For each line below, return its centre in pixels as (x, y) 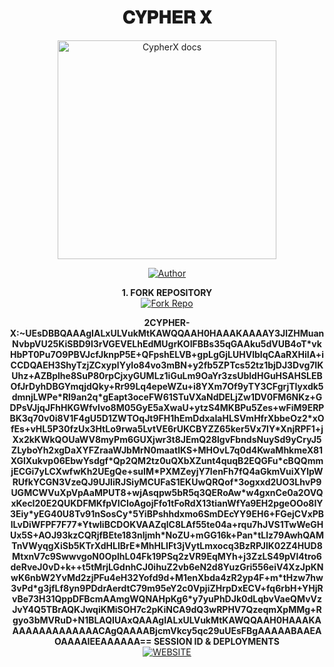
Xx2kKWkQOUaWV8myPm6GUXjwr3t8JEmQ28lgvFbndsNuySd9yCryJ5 (167, 439)
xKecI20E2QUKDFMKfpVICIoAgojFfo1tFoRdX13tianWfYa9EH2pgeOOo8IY (167, 503)
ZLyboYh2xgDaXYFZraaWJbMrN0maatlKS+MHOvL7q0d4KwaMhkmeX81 (167, 450)
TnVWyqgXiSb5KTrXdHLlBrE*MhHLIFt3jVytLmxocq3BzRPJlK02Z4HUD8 (167, 545)
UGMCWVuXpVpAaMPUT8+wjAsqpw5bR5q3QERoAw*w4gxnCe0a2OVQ (167, 492)
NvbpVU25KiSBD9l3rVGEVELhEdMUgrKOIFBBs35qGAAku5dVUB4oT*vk (167, 343)
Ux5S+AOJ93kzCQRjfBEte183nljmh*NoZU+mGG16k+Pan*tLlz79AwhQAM (167, 535)
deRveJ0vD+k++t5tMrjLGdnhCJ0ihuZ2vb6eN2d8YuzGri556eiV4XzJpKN (167, 567)
